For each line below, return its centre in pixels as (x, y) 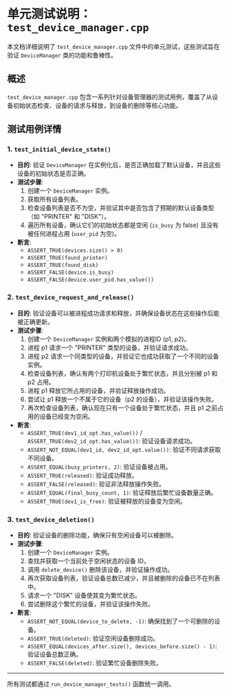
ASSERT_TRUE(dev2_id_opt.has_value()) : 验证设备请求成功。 (112, 440)
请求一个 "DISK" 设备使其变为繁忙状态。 (84, 595)
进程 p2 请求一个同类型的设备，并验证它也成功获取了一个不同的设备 (123, 356)
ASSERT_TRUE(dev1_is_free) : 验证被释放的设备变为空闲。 (107, 501)
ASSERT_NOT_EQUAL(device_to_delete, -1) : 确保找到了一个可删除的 (121, 621)
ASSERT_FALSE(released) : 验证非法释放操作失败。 (96, 484)
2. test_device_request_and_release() (71, 297)
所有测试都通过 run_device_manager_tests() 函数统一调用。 (91, 684)
